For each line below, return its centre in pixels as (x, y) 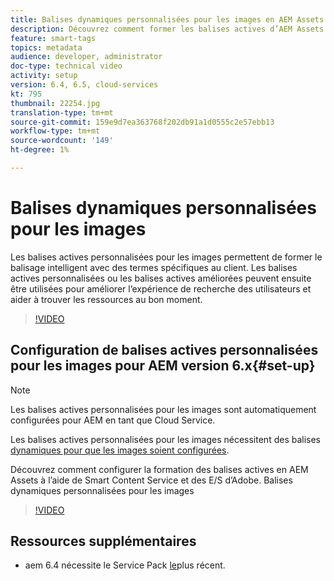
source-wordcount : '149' (62, 141)
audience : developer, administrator (86, 57)
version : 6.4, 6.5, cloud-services (84, 85)
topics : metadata (46, 47)
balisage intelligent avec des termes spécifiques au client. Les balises (154, 267)
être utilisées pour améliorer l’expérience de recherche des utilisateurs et (161, 288)
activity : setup (44, 76)
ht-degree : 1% (40, 150)
